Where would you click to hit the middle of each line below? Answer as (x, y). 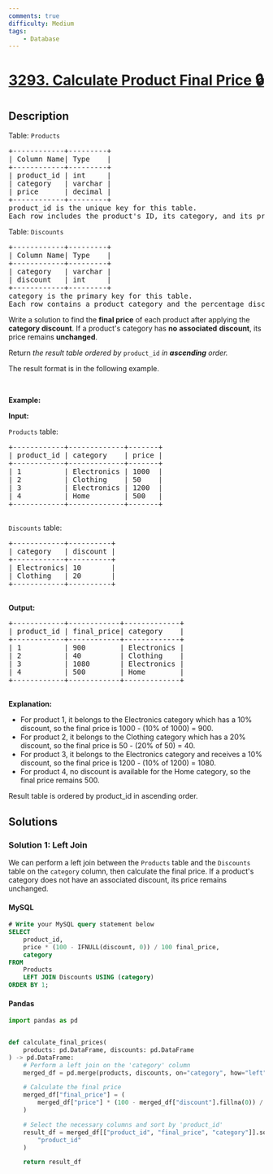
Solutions (33, 822)
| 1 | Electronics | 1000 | (86, 472)
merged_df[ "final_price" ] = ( (74, 1095)
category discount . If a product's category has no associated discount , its (135, 329)
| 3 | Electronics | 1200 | (86, 488)
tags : (17, 31)
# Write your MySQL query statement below (81, 925)
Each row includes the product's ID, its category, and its (131, 216)
